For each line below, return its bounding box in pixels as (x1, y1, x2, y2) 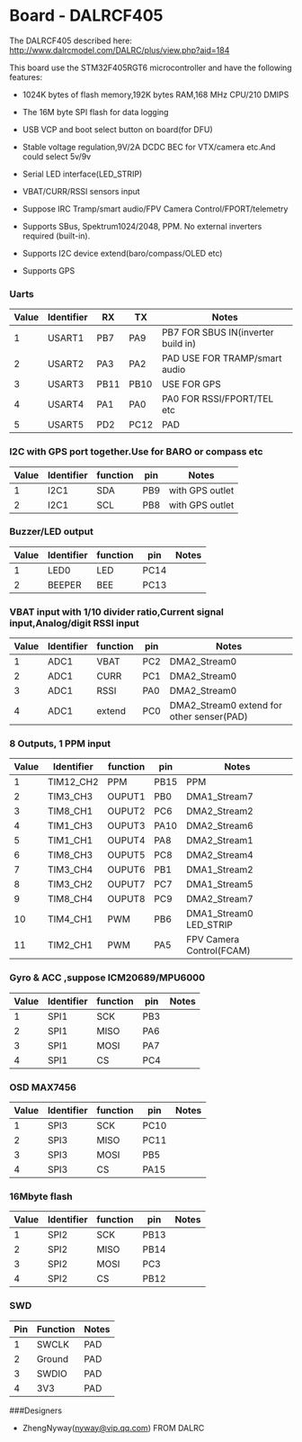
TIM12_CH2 (48, 776, 99, 789)
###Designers (9, 1405, 63, 1416)
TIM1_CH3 (48, 820, 93, 833)
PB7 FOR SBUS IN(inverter (161, 326, 274, 338)
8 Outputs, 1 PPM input (9, 737, 111, 750)
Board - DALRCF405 (9, 5, 164, 26)
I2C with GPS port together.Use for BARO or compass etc (9, 446, 263, 458)
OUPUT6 (107, 863, 146, 876)
